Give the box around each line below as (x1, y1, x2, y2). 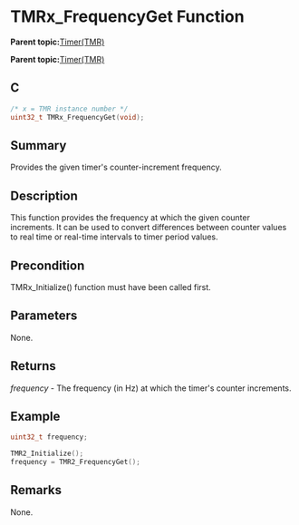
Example (10, 408, 61, 423)
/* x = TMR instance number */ (10, 104, 129, 113)
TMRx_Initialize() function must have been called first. (10, 281, 211, 292)
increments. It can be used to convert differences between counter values (10, 222, 287, 233)
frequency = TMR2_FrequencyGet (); (10, 458, 141, 467)
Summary (10, 138, 67, 153)
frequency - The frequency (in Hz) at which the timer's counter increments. (10, 383, 292, 394)
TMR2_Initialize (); (10, 449, 84, 459)
